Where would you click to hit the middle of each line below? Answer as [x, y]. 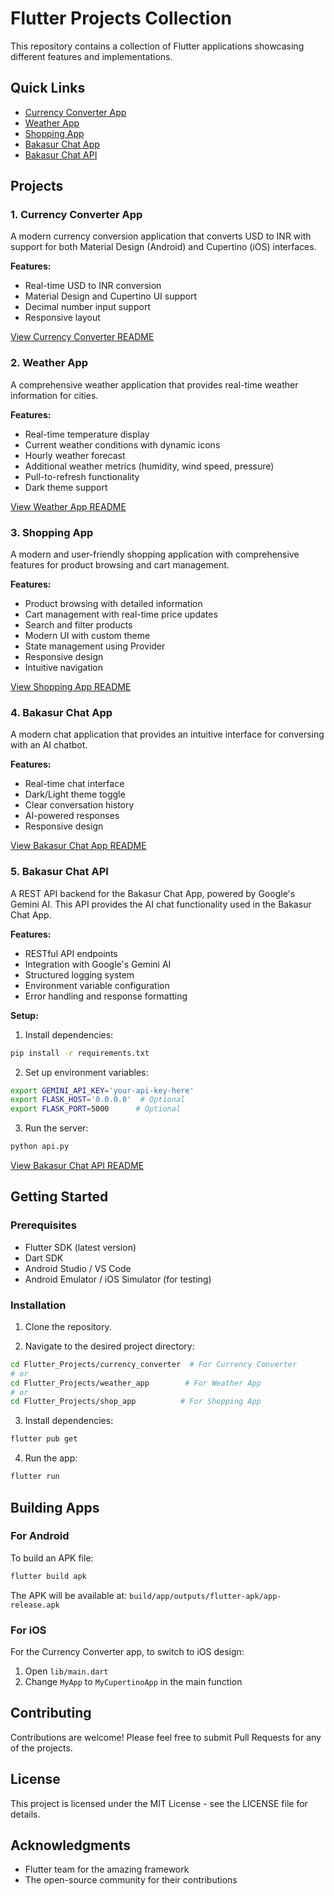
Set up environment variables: [86, 1072]
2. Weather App [49, 363]
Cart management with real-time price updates [121, 614]
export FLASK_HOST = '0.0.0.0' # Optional [98, 1100]
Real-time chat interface [74, 784]
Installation [38, 1305]
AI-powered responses [72, 816]
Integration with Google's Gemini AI [98, 964]
